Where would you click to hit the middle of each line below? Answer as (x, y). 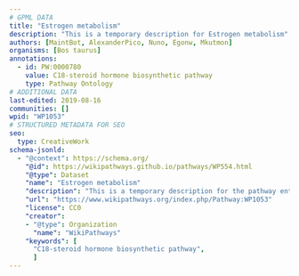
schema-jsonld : (37, 150)
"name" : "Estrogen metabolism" (83, 183)
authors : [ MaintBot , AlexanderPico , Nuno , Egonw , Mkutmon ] (121, 42)
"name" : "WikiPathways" (77, 232)
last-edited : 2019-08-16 (55, 100)
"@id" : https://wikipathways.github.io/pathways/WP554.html (139, 166)
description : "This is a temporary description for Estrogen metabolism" (149, 34)
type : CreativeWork (53, 142)
